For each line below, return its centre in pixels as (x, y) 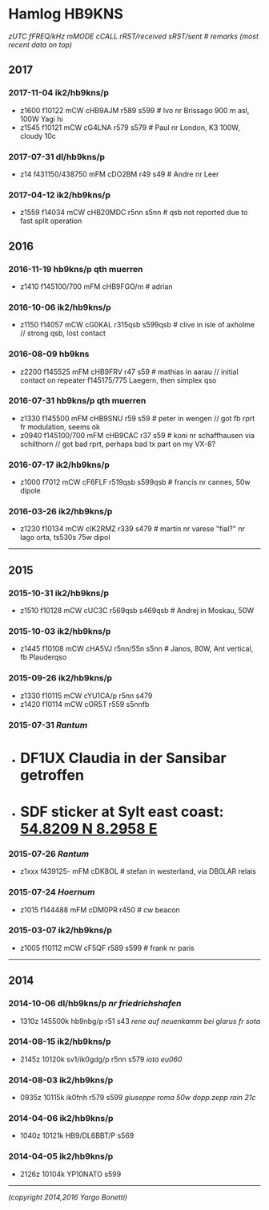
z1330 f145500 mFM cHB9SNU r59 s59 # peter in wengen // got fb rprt (137, 418)
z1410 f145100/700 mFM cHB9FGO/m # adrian (96, 286)
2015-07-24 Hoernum (52, 892)
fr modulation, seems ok (60, 427)
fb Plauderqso (43, 657)
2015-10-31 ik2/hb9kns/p (59, 593)
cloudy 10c (38, 136)
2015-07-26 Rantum (49, 854)
